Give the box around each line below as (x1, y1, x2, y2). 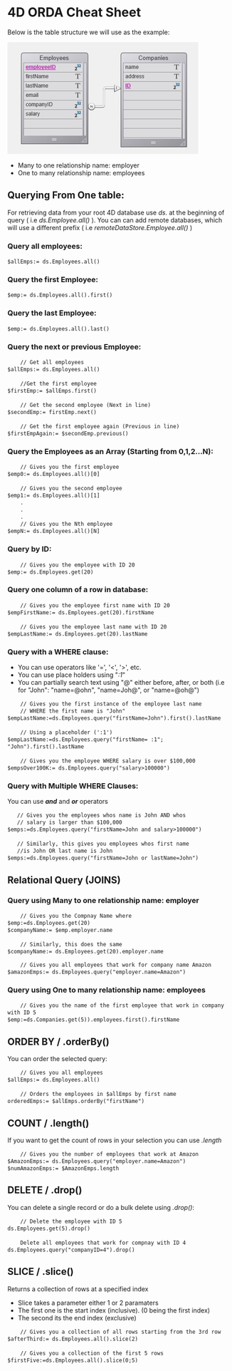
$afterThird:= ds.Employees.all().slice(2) (7, 1335, 139, 1342)
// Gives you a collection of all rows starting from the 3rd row (20, 1328, 221, 1335)
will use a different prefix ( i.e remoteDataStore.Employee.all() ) (7, 223, 193, 232)
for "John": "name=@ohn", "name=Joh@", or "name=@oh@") (17, 685, 200, 695)
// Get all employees (20, 358, 84, 366)
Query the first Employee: (7, 274, 98, 284)
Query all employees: (7, 241, 83, 251)
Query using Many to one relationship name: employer (7, 895, 199, 905)
